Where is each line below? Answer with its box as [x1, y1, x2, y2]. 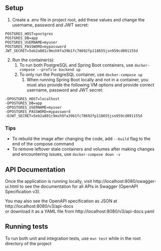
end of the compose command [12, 141, 74, 147]
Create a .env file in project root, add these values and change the [12, 17, 145, 22]
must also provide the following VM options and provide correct [26, 82, 155, 88]
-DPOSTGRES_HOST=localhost [5, 96, 60, 101]
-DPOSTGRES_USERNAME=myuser [5, 105, 62, 110]
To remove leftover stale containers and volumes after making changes [12, 146, 155, 152]
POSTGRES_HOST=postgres [5, 31, 54, 36]
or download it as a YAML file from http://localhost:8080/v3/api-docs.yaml [5, 208, 155, 214]
